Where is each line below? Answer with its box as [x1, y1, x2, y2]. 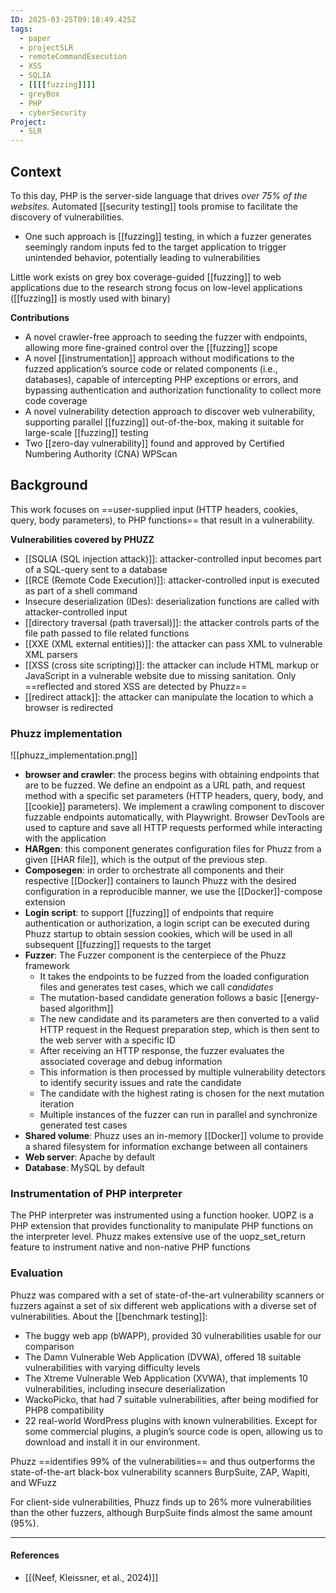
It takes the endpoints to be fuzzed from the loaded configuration [39, 971, 310, 983]
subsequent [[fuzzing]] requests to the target [24, 939, 212, 951]
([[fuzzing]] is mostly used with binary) [10, 292, 171, 304]
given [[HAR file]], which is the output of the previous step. [24, 854, 268, 866]
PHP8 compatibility [24, 1404, 105, 1416]
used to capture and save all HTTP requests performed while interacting [24, 822, 323, 834]
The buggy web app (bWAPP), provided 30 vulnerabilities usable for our [24, 1329, 322, 1341]
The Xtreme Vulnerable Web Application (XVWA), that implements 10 [24, 1372, 308, 1384]
